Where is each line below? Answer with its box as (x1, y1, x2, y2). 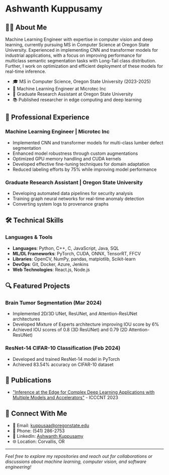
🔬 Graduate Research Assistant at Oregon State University (12, 91, 133, 97)
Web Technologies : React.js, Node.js (12, 266, 90, 272)
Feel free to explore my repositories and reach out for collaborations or (5, 453, 152, 459)
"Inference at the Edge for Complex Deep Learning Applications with (12, 389, 155, 395)
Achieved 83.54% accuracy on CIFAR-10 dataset (12, 361, 114, 367)
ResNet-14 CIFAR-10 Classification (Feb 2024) (5, 345, 121, 352)
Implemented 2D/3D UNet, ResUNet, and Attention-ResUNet (12, 311, 137, 317)
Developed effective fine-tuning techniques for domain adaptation (12, 161, 150, 167)
